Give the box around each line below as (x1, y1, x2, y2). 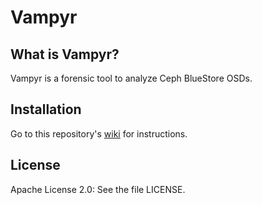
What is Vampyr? (10, 46, 120, 63)
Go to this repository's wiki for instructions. (10, 127, 188, 140)
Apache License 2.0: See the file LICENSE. (10, 183, 186, 195)
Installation (10, 101, 82, 118)
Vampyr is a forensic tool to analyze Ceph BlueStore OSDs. (10, 72, 253, 84)
